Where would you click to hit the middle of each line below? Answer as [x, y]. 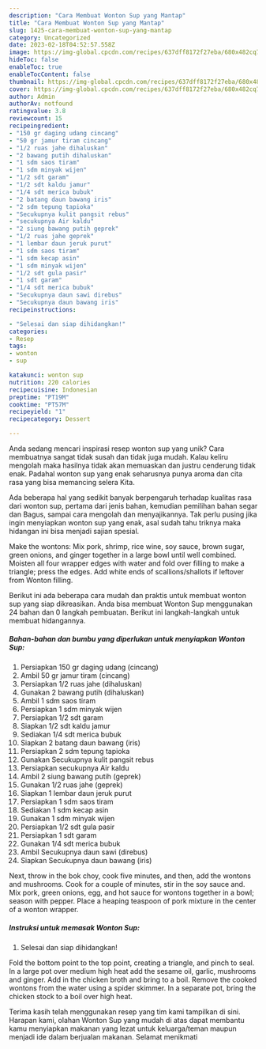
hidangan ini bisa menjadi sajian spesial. [74, 531]
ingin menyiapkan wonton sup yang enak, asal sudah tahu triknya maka [125, 523]
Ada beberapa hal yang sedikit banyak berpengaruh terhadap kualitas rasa [130, 498]
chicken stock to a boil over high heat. [71, 996]
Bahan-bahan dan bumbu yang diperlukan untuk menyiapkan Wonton [127, 638]
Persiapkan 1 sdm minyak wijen [71, 709]
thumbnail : [27, 81]
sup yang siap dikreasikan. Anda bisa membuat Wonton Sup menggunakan [131, 604]
